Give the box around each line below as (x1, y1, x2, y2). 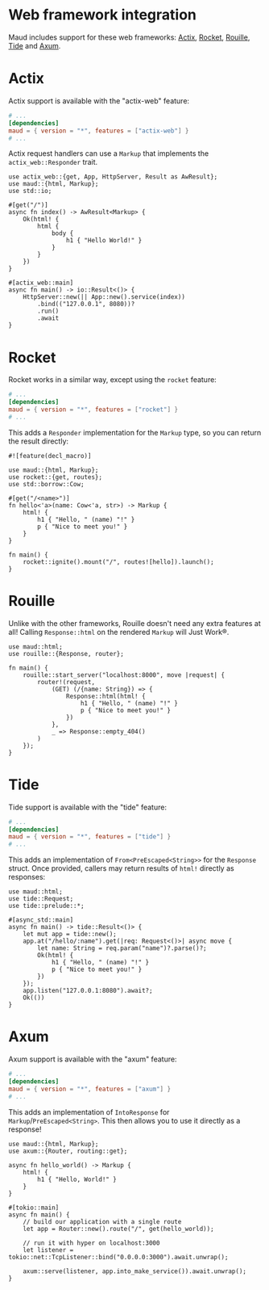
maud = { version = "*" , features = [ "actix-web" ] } (8, 127, 189, 135)
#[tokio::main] (8, 1204, 60, 1212)
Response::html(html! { (65, 692, 147, 700)
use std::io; (8, 187, 52, 195)
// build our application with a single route (23, 1217, 182, 1225)
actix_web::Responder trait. (8, 158, 98, 167)
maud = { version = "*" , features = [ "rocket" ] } (8, 405, 179, 414)
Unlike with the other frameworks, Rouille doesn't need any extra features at (8, 618, 262, 628)
